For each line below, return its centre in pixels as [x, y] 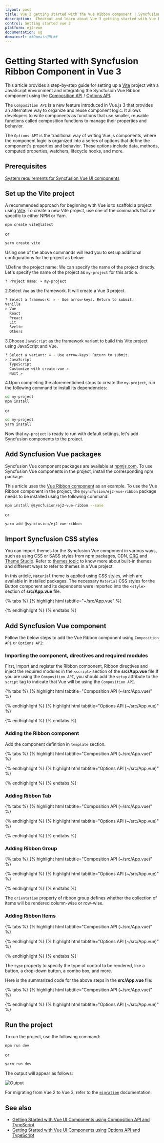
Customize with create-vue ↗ [39, 369]
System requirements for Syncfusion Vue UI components [62, 178]
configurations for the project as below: [45, 258]
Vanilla [13, 304]
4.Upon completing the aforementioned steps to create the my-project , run [80, 383]
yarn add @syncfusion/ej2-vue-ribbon [43, 524]
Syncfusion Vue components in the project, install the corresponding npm [79, 471]
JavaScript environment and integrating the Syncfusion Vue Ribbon [73, 90]
